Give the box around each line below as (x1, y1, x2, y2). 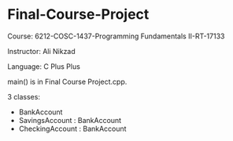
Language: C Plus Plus (7, 61, 80, 71)
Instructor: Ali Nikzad (7, 46, 76, 56)
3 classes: (7, 92, 41, 101)
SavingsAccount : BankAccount (18, 115, 122, 125)
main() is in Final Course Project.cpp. (7, 77, 128, 86)
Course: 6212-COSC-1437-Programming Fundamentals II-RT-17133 (7, 31, 225, 41)
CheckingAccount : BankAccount (18, 124, 127, 133)
